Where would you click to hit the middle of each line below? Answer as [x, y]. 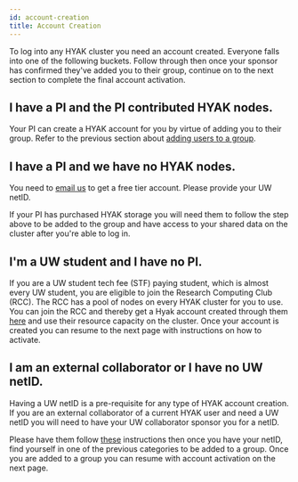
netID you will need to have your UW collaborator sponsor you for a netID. [145, 422]
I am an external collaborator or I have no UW [136, 368]
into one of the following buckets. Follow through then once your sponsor [144, 61]
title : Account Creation [55, 26]
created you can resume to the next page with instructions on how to [136, 330]
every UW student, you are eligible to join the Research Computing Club [141, 292]
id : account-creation [49, 17]
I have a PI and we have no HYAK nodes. [122, 166]
